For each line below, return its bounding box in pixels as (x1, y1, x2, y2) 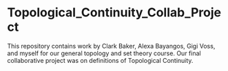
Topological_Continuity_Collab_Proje (7, 5, 222, 20)
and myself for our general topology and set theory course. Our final (7, 49, 201, 57)
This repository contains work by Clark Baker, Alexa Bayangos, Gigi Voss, (7, 42, 216, 50)
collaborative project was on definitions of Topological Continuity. (7, 56, 194, 64)
